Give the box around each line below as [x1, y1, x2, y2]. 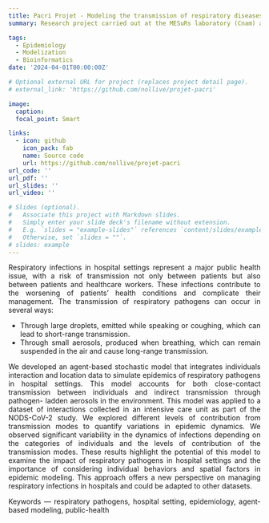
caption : [15, 107, 45, 116]
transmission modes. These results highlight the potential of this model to [8, 447, 261, 457]
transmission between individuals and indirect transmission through [8, 387, 261, 397]
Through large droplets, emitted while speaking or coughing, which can [19, 321, 261, 330]
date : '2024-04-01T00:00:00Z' [8, 63, 110, 72]
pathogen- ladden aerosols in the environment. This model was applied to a [8, 396, 261, 406]
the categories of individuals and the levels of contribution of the [8, 439, 261, 448]
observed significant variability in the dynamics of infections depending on [8, 430, 261, 440]
